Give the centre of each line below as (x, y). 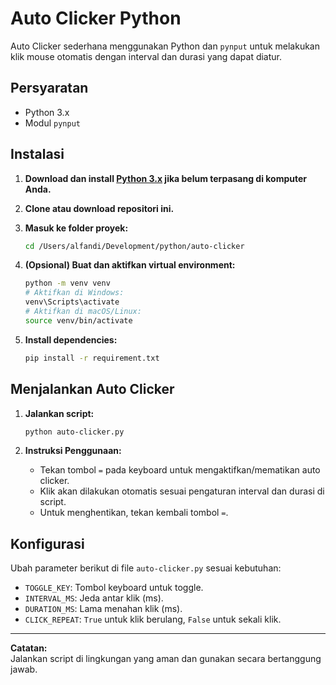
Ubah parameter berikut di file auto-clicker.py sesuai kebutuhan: (146, 568)
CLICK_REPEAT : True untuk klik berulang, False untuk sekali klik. (153, 619)
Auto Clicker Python (96, 18)
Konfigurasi (47, 543)
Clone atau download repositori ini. (99, 208)
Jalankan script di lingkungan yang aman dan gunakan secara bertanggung (166, 659)
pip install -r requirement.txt (92, 358)
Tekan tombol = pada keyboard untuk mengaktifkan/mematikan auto (180, 470)
